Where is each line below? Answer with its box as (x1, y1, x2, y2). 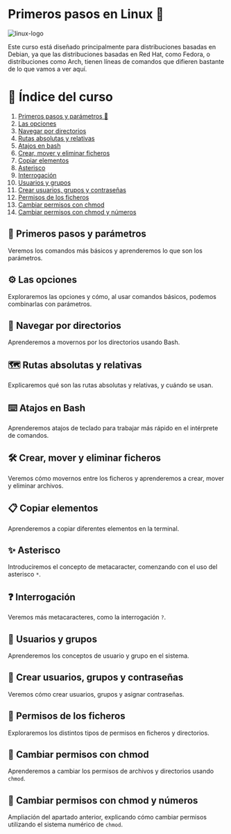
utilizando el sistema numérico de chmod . (8, 820, 123, 828)
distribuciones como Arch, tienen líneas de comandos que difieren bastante (8, 57, 225, 65)
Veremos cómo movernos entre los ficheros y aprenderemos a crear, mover (8, 474, 225, 482)
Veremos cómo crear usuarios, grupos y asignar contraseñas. (8, 690, 185, 698)
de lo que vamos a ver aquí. (8, 65, 87, 73)
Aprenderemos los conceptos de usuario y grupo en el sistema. (8, 652, 189, 660)
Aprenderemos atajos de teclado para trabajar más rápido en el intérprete (8, 423, 219, 432)
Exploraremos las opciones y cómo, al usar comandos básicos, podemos (8, 292, 217, 300)
